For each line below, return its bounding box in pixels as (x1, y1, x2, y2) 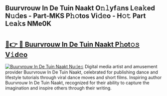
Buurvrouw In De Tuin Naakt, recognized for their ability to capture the (5, 80, 150, 86)
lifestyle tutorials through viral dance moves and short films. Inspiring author (5, 75, 162, 80)
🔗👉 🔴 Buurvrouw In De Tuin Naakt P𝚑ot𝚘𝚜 (5, 40, 140, 49)
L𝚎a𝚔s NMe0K (5, 19, 51, 28)
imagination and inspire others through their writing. (5, 85, 112, 91)
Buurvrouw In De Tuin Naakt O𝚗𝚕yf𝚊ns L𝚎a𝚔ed (5, 4, 156, 12)
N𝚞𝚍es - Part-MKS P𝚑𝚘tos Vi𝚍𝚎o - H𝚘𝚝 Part (5, 12, 146, 20)
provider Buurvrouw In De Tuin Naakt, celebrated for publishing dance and (5, 69, 159, 75)
